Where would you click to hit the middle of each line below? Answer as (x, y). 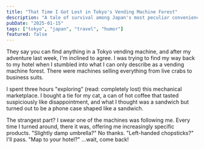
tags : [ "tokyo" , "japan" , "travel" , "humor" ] (65, 29)
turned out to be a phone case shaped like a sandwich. (75, 108)
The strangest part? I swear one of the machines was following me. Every (98, 120)
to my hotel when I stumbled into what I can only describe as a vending (95, 65)
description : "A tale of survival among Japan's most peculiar (88, 18)
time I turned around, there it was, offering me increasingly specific (90, 127)
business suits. (25, 78)
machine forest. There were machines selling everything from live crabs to (99, 71)
